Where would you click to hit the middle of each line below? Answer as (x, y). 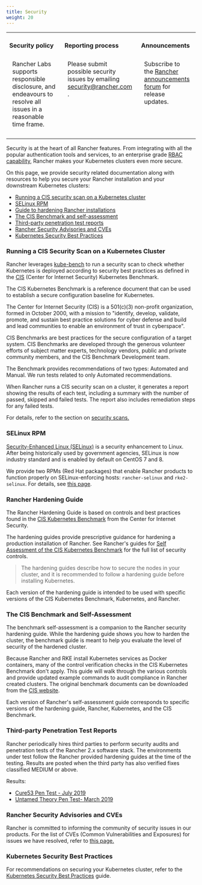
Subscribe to (162, 64)
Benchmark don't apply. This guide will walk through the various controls (96, 671)
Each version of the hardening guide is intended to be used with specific (96, 593)
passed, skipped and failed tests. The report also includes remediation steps (101, 400)
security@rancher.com (99, 87)
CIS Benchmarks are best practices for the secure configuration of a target (99, 338)
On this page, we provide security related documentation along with (90, 173)
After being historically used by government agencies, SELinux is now (93, 453)
